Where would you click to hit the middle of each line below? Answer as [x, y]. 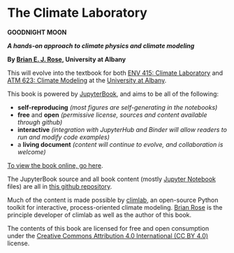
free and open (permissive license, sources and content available [112, 115]
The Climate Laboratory [78, 13]
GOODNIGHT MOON [37, 32]
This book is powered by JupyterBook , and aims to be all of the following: [113, 94]
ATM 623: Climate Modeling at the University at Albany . [87, 80]
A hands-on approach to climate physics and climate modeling [101, 45]
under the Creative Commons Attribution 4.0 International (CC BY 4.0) [108, 236]
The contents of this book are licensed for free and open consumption [108, 228]
